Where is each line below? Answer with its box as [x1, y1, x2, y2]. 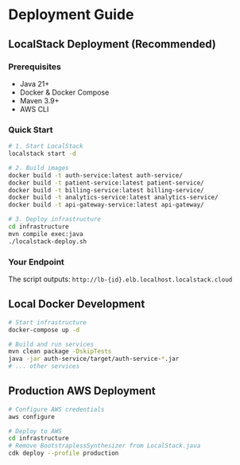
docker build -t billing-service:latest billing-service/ [8, 186, 204, 194]
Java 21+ [19, 79, 50, 88]
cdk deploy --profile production [8, 449, 119, 458]
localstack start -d [8, 149, 77, 158]
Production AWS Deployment [8, 384, 157, 398]
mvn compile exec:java [8, 230, 83, 238]
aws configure [8, 413, 56, 420]
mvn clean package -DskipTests [8, 347, 112, 355]
